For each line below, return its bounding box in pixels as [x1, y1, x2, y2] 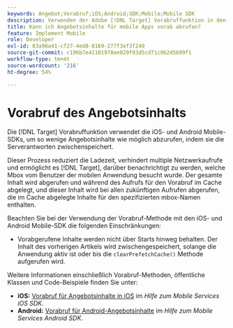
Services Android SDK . [17, 314, 84, 322]
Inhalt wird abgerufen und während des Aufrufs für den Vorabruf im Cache [7, 179, 222, 187]
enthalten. [7, 200, 36, 209]
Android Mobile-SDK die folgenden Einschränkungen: [7, 221, 162, 230]
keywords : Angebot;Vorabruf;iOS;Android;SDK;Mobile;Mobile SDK [7, 10, 195, 17]
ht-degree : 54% [7, 68, 52, 75]
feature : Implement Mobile [7, 29, 86, 37]
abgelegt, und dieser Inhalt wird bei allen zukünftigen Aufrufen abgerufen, [7, 186, 220, 194]
